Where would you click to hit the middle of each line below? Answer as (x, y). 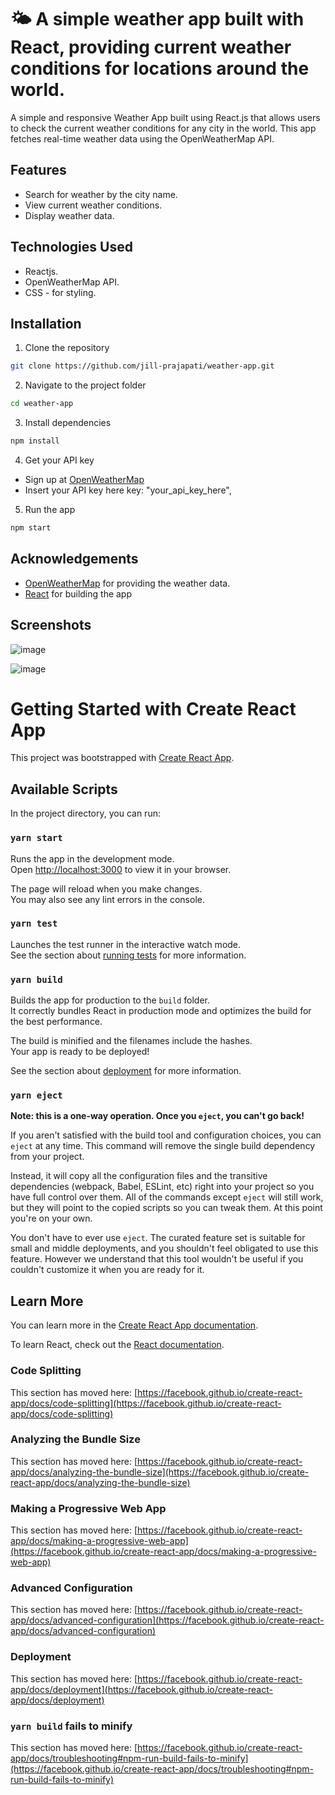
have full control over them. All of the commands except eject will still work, (167, 1197)
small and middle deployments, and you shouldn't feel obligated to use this (164, 1248)
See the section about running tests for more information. (128, 955)
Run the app (50, 509)
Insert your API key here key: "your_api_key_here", (128, 490)
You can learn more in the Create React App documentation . (134, 1325)
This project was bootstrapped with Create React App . (122, 758)
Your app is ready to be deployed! (80, 1052)
